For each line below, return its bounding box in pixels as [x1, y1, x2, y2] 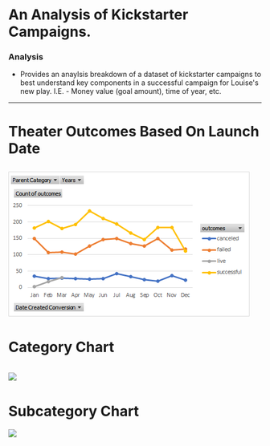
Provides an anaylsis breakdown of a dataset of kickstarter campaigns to [19, 70, 262, 79]
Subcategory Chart [8, 402, 139, 420]
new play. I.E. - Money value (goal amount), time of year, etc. [19, 87, 222, 96]
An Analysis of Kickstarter [8, 6, 189, 24]
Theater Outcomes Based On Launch [8, 122, 260, 140]
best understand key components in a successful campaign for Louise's [19, 78, 259, 87]
